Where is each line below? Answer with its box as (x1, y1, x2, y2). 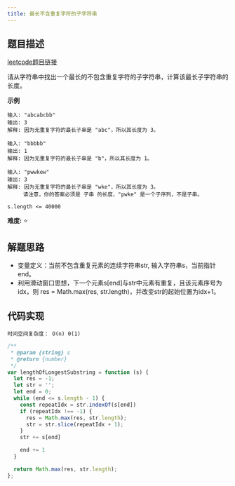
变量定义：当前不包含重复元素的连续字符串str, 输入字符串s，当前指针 (17, 261, 216, 270)
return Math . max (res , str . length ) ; (13, 466, 118, 473)
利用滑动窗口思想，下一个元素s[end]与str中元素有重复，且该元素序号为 (17, 278, 222, 288)
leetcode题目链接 (7, 58, 58, 67)
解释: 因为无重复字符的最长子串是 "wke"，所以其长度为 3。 (7, 184, 159, 191)
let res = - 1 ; (13, 375, 55, 382)
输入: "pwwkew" (7, 169, 50, 176)
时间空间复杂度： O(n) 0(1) (7, 330, 81, 337)
